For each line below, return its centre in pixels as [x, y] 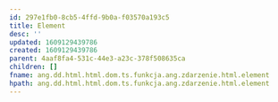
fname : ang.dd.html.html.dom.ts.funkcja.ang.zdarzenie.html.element [139, 75]
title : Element [38, 26]
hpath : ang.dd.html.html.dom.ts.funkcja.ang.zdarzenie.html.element [139, 83]
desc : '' [25, 34]
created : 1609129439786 [54, 51]
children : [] [34, 67]
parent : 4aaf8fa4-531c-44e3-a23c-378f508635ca [97, 59]
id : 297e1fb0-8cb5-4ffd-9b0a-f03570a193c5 [89, 17]
